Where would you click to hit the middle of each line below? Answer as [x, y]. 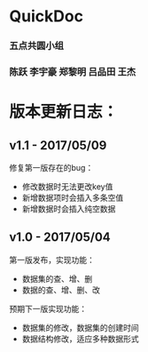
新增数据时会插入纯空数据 [69, 209]
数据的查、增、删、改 [61, 290]
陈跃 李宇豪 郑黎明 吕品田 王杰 [73, 72]
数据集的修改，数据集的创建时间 [80, 327]
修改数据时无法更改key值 [67, 187]
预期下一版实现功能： [48, 308]
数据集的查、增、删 [57, 278]
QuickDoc [47, 16]
